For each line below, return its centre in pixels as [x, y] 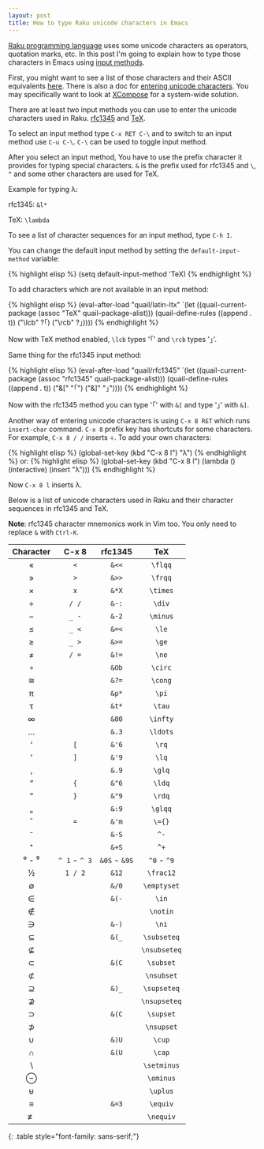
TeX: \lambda [29, 220]
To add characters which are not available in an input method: [108, 289]
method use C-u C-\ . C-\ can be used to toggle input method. [108, 141]
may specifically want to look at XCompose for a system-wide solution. [123, 94]
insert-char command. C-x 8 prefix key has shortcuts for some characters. [130, 429]
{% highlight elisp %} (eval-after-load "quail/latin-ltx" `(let [102, 304]
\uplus [162, 1091]
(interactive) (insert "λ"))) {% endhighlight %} [82, 469]
